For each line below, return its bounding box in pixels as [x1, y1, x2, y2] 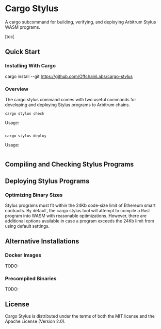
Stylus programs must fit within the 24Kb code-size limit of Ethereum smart [5, 202, 156, 208]
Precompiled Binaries [5, 275, 57, 282]
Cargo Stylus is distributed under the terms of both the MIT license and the [5, 313, 155, 319]
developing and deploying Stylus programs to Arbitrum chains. [5, 102, 130, 108]
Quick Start [5, 48, 40, 56]
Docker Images [5, 252, 42, 258]
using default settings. [5, 223, 50, 229]
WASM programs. [5, 24, 40, 30]
